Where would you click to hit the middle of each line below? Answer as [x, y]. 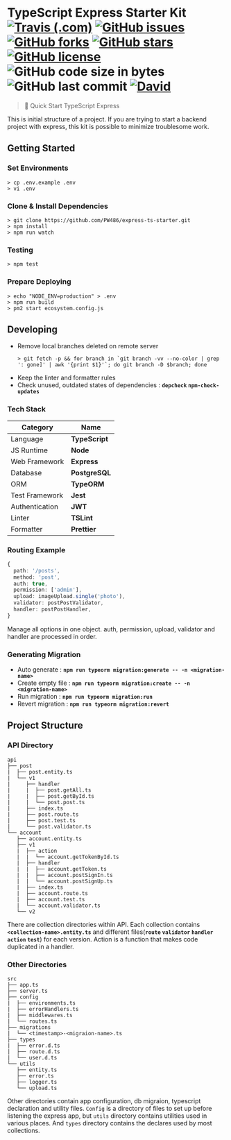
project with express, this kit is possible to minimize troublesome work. [108, 126]
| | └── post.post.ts [46, 802]
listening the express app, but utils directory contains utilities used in [107, 1116]
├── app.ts [23, 985]
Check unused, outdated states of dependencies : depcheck [102, 385]
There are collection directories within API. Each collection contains [104, 924]
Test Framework [37, 495]
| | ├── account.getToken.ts [62, 869]
